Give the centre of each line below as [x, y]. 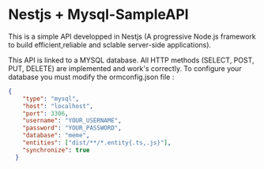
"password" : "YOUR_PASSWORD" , [72, 128]
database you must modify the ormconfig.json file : [91, 77]
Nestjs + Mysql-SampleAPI [98, 15]
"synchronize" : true [56, 150]
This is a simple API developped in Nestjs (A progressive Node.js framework [132, 36]
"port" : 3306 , [45, 113]
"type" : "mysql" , [51, 99]
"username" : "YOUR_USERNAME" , [72, 121]
